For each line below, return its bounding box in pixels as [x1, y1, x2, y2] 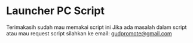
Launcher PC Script [6, 4, 105, 18]
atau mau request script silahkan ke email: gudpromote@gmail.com [6, 29, 172, 37]
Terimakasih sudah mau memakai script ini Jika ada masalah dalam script [6, 24, 187, 31]
